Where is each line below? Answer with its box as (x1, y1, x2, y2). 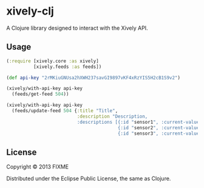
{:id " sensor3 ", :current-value (117, 130, 200, 136)
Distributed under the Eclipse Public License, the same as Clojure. (6, 175, 171, 183)
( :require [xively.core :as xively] (6, 58, 99, 64)
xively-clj (6, 4, 55, 18)
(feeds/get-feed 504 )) (12, 91, 69, 98)
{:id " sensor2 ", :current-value (117, 124, 200, 131)
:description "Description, (76, 113, 148, 119)
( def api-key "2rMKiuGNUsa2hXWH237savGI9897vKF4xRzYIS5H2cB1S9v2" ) (6, 75, 181, 81)
